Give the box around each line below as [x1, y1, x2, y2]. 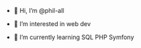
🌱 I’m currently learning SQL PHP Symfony [13, 33, 134, 41]
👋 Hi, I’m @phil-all [13, 7, 65, 14]
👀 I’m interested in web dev [13, 20, 91, 27]
